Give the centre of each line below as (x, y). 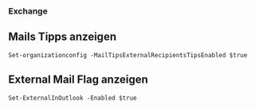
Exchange (28, 11)
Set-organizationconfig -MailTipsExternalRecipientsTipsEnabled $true (128, 55)
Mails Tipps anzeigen (63, 37)
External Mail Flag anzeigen (78, 80)
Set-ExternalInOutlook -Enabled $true (73, 98)
